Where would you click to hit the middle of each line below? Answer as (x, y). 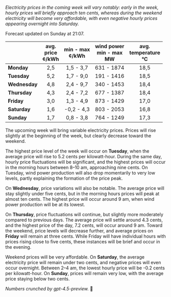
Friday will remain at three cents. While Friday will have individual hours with (86, 236)
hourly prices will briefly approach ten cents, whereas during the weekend (84, 13)
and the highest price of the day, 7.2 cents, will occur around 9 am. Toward (84, 225)
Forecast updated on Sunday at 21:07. (45, 34)
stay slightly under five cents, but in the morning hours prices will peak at (82, 194)
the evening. (18, 247)
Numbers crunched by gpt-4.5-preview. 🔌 (49, 289)
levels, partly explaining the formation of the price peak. (64, 178)
